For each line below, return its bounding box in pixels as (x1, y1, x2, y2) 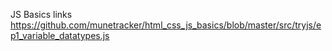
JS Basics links (10, 9, 73, 20)
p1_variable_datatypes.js (10, 30, 110, 41)
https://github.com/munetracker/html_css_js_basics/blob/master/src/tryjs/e (10, 19, 322, 31)
